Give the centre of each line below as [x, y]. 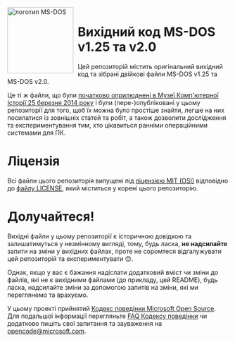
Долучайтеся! [51, 217]
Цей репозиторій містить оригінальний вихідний [150, 66]
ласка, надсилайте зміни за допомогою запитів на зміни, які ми [103, 287]
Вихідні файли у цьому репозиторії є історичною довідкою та [100, 236]
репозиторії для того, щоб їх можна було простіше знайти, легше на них [116, 110]
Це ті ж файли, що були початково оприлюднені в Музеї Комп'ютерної [113, 95]
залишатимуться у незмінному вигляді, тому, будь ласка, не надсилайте [118, 243]
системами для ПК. [37, 133]
